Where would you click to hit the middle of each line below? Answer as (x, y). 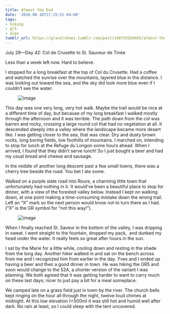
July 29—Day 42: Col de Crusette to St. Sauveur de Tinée (65, 52)
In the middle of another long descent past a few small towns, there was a (82, 166)
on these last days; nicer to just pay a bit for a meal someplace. (71, 280)
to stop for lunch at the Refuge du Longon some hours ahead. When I (77, 145)
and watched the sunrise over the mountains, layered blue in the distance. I (83, 77)
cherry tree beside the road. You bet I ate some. (55, 171)
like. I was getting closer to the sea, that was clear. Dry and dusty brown (80, 134)
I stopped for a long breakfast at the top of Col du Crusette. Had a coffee (81, 72)
